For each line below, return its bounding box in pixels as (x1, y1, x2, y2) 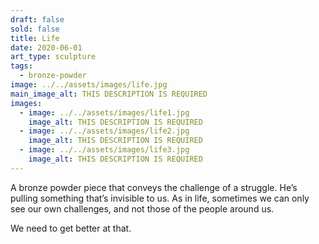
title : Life (10, 33, 60, 43)
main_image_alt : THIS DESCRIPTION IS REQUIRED (10, 89, 208, 99)
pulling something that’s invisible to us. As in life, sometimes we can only (10, 192, 310, 204)
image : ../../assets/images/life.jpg (10, 80, 168, 90)
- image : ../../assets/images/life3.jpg (19, 145, 190, 155)
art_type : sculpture (10, 52, 97, 62)
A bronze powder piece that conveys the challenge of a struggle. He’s (10, 181, 298, 193)
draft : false (10, 14, 65, 25)
